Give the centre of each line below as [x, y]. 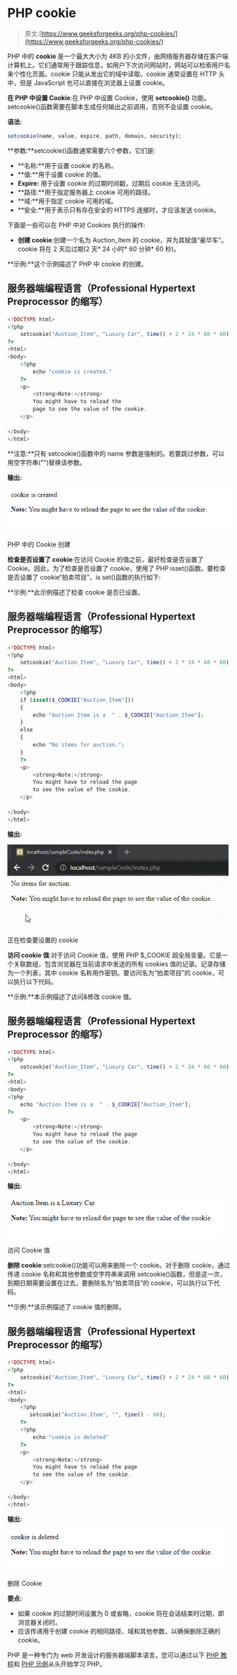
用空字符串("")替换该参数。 [47, 462]
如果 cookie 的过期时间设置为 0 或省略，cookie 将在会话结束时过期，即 [121, 1613]
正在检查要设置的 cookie [43, 940]
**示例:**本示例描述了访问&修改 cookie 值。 [71, 997]
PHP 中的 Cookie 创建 [39, 544]
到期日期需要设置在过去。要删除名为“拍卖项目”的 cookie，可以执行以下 [111, 1283]
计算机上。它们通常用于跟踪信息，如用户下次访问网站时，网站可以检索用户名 [119, 65]
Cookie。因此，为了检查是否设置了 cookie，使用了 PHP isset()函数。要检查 [117, 568]
